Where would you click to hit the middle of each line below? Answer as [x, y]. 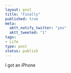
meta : [11, 23]
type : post [16, 46]
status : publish [22, 51]
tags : [11, 37]
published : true [22, 19]
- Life [12, 42]
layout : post [18, 10]
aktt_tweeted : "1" [28, 33]
